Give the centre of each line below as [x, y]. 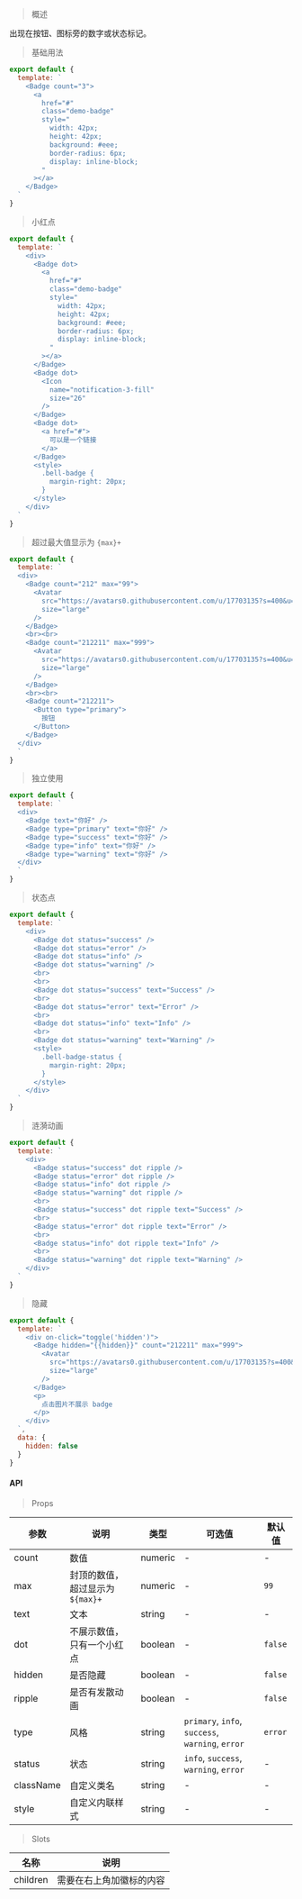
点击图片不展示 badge [77, 1404]
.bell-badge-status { [82, 1057]
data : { [32, 1438]
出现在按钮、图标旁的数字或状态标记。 [80, 33]
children [31, 1879]
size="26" [68, 398]
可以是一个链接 [73, 440]
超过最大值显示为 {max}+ [76, 542]
